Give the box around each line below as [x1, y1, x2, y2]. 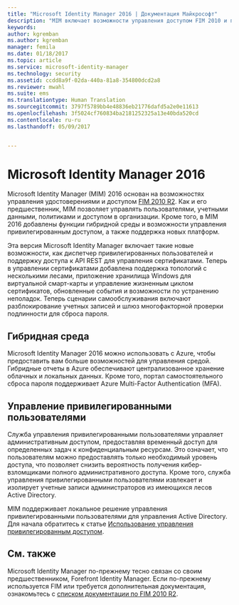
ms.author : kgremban [7, 37, 69, 44]
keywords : [7, 24, 37, 31]
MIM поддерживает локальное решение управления [7, 505, 168, 513]
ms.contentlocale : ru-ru [7, 116, 81, 123]
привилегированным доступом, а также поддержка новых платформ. [7, 227, 220, 236]
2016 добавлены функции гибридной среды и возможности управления [7, 220, 227, 229]
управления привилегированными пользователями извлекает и [7, 475, 203, 485]
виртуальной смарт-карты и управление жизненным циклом [7, 279, 193, 288]
